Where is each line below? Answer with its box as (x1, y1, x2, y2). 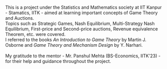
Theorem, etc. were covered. (5, 31, 66, 37)
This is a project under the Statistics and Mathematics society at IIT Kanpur (5, 5, 162, 10)
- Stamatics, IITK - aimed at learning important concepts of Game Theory (5, 10, 158, 16)
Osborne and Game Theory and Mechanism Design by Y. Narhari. (5, 42, 143, 48)
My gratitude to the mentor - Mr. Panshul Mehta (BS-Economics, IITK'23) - (5, 53, 161, 59)
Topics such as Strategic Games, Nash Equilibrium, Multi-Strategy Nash (5, 20, 155, 26)
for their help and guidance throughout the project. (5, 58, 111, 64)
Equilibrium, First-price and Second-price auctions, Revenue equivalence (5, 26, 158, 32)
